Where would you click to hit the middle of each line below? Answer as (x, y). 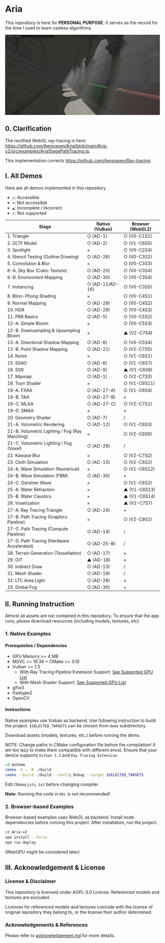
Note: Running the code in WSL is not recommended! (58, 794)
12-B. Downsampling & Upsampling (43, 330)
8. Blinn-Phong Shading (32, 296)
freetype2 (22, 693)
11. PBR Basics (23, 317)
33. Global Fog (22, 587)
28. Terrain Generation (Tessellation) (44, 553)
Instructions (18, 709)
